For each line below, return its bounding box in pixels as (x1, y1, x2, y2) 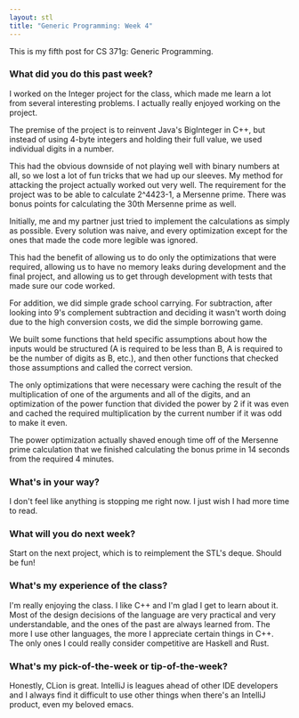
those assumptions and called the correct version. (9, 362, 193, 372)
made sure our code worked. (9, 280, 116, 290)
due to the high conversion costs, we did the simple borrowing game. (9, 316, 263, 327)
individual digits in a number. (9, 143, 115, 154)
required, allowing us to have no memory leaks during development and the (9, 261, 287, 272)
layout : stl (9, 12, 53, 22)
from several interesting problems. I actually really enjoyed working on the (9, 97, 281, 108)
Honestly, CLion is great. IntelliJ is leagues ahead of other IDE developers (9, 680, 279, 690)
